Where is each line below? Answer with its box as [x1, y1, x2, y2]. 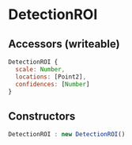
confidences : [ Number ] [15, 80, 90, 88]
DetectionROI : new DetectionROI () [8, 131, 126, 139]
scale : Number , [15, 65, 66, 73]
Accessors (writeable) [8, 37, 120, 51]
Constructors [8, 109, 76, 123]
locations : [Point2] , [15, 73, 87, 81]
